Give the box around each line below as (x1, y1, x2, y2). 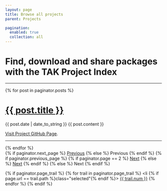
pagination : (5, 25, 30, 30)
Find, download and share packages (5, 56, 158, 67)
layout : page (5, 7, 32, 12)
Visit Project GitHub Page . (5, 131, 58, 137)
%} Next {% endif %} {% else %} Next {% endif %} (5, 160, 110, 166)
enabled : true (9, 30, 39, 35)
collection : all (9, 35, 43, 40)
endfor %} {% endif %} (5, 181, 53, 187)
